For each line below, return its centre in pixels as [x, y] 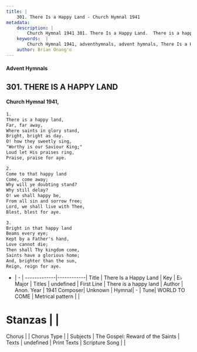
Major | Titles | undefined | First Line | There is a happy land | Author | [99, 284]
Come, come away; [27, 180]
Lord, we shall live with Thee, [45, 207]
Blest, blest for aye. [34, 212]
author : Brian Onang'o [44, 50]
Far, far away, [25, 125]
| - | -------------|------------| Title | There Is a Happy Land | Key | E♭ [98, 277]
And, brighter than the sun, [42, 261]
